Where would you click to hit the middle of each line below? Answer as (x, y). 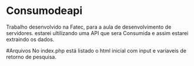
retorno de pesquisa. (31, 57)
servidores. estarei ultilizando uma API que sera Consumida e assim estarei (97, 33)
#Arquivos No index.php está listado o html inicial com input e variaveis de (96, 50)
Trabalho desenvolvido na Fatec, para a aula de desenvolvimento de (89, 27)
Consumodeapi (44, 11)
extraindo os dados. (30, 39)
